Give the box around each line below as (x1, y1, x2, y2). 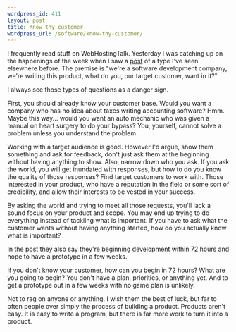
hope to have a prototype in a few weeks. (7, 252, 128, 261)
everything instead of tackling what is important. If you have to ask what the (7, 216, 228, 225)
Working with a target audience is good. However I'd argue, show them (7, 142, 213, 152)
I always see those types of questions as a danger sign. (7, 85, 169, 94)
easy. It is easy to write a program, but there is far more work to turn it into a (7, 309, 228, 318)
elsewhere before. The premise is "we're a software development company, (7, 64, 228, 73)
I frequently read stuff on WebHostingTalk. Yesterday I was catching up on (7, 49, 223, 58)
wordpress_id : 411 (7, 10, 61, 18)
